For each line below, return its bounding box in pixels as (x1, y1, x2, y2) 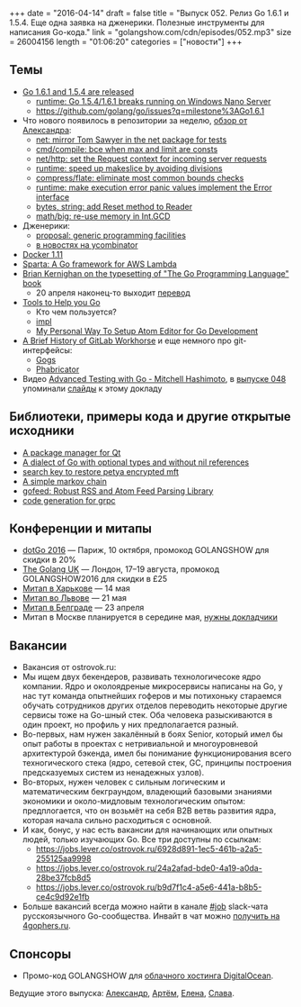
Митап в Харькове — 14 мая (22, 583, 130, 594)
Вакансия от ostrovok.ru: (22, 662, 117, 673)
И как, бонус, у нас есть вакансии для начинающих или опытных (22, 824, 273, 836)
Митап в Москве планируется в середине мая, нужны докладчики (22, 612, 279, 622)
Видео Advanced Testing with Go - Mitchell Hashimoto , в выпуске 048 (22, 373, 287, 384)
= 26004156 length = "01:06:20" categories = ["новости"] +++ (9, 36, 243, 47)
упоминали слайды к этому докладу (22, 383, 163, 394)
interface (35, 191, 70, 202)
